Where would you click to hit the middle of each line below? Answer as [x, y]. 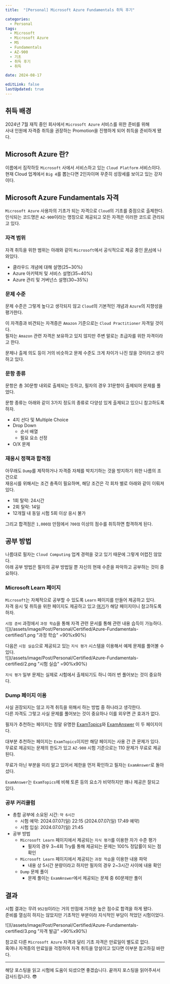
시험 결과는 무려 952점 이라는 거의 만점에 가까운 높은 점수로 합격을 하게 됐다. [79, 909]
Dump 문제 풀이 [34, 872]
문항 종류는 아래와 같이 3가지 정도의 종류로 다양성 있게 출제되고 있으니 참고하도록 [85, 403]
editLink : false [22, 85]
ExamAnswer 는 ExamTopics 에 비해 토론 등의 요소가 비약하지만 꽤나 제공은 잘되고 [82, 782]
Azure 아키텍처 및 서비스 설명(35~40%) [52, 273]
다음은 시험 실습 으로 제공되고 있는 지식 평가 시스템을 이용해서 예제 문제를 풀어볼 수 [85, 646]
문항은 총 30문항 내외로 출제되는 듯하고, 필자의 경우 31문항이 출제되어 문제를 [80, 386]
